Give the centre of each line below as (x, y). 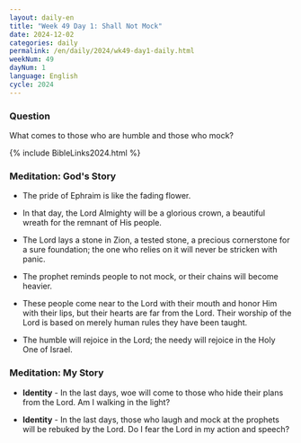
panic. (34, 259)
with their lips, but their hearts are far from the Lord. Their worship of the (157, 313)
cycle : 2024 (31, 84)
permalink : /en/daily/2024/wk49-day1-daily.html (102, 51)
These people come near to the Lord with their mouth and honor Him (150, 304)
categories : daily (44, 43)
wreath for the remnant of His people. (92, 223)
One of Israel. (48, 350)
